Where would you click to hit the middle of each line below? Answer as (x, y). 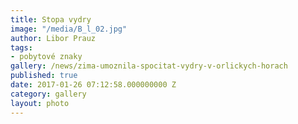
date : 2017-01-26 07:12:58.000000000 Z (93, 85)
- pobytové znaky (46, 57)
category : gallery (48, 94)
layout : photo (40, 103)
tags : (21, 47)
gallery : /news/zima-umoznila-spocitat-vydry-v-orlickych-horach (149, 66)
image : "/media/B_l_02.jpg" (69, 29)
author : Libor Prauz (53, 38)
